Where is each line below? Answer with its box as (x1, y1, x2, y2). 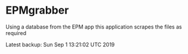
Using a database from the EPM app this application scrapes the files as (5, 23, 182, 30)
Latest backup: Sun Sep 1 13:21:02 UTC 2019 (5, 41, 115, 48)
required (5, 29, 27, 36)
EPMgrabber (5, 4, 69, 17)
